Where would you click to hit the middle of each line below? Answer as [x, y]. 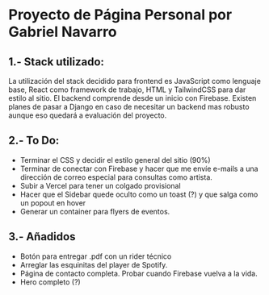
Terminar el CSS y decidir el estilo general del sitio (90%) [116, 160]
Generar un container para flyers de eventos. [95, 211]
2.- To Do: [34, 141]
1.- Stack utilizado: [57, 62]
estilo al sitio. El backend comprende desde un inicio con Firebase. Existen [132, 98]
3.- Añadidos [42, 237]
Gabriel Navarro [63, 32]
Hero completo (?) [50, 282]
